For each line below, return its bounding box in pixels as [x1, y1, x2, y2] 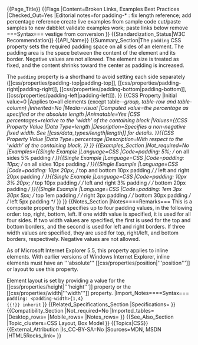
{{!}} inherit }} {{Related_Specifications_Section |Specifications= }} [6, 301, 176, 308]
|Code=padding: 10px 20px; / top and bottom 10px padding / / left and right [6, 167, 190, 173]
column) [6, 105, 27, 111]
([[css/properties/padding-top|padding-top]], [6, 79, 117, 86]
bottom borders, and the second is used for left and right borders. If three [6, 223, 185, 230]
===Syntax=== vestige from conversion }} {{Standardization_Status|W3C [6, 31, 186, 38]
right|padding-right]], [6, 86, 58, 92]
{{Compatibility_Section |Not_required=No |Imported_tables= [6, 307, 155, 314]
